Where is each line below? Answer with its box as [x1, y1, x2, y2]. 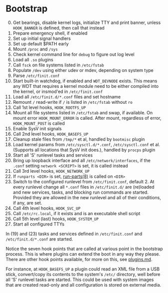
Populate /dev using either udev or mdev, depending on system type [12, 67, 154, 73]
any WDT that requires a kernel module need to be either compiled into [12, 83, 159, 89]
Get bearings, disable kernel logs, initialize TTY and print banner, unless [12, 19, 161, 25]
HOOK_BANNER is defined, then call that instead [12, 24, 105, 30]
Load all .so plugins [12, 56, 54, 62]
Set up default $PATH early [12, 40, 69, 46]
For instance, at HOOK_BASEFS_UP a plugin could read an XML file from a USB [5, 266, 160, 272]
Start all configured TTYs [12, 221, 64, 227]
